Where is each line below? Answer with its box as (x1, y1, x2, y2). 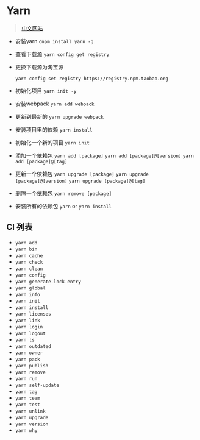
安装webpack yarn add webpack (15, 100, 95, 107)
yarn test (15, 402, 41, 408)
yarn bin (15, 246, 38, 252)
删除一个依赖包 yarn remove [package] (15, 190, 112, 197)
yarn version (15, 421, 49, 427)
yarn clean (15, 266, 43, 272)
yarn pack (15, 356, 41, 363)
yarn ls (15, 336, 35, 343)
